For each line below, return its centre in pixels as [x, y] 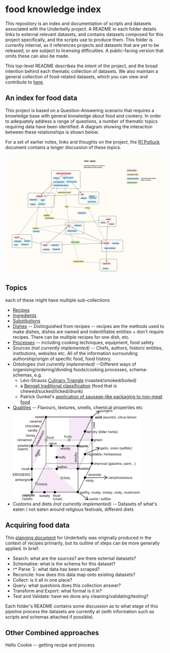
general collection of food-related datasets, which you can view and [77, 76]
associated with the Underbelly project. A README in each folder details [81, 29]
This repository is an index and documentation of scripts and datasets [78, 23]
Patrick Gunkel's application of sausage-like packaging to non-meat [91, 396]
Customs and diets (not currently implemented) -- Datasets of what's [85, 504]
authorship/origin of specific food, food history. [62, 359]
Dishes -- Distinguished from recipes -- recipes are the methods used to [88, 326]
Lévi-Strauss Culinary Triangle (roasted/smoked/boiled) [78, 380]
